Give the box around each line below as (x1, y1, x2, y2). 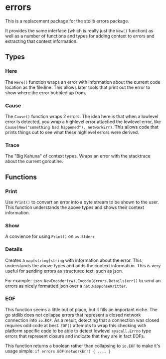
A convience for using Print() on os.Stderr (5, 233, 95, 239)
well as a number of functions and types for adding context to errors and (5, 33, 155, 39)
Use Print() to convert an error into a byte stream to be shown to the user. (5, 199, 159, 205)
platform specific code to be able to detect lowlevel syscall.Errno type (5, 328, 151, 334)
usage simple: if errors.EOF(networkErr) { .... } (5, 348, 111, 354)
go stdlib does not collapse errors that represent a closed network (5, 312, 141, 318)
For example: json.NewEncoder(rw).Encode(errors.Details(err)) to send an (5, 277, 161, 283)
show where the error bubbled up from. (5, 89, 86, 96)
